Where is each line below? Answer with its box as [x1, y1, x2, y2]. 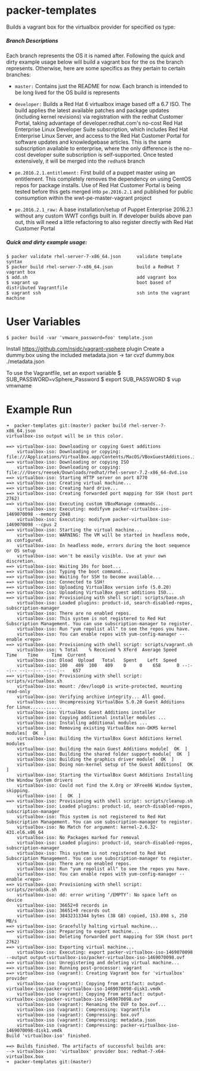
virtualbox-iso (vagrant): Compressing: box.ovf [17, 1011, 140, 1018]
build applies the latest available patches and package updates [14, 107, 170, 114]
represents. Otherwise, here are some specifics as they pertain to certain [6, 64, 186, 72]
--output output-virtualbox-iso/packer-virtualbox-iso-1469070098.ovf [6, 954, 185, 960]
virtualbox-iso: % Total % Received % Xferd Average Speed [17, 647, 177, 653]
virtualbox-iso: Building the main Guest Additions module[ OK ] [17, 746, 187, 752]
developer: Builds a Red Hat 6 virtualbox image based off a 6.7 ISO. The [14, 100, 192, 107]
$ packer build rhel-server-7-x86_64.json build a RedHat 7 [6, 263, 180, 270]
